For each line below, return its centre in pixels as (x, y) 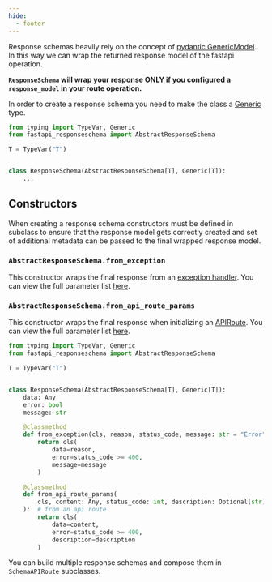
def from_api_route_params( (70, 494)
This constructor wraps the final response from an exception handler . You (131, 277)
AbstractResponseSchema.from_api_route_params (102, 306)
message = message (79, 464)
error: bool (43, 405)
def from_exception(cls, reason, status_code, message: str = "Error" (144, 434)
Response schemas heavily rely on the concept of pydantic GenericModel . (133, 46)
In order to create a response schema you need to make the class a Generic (135, 104)
